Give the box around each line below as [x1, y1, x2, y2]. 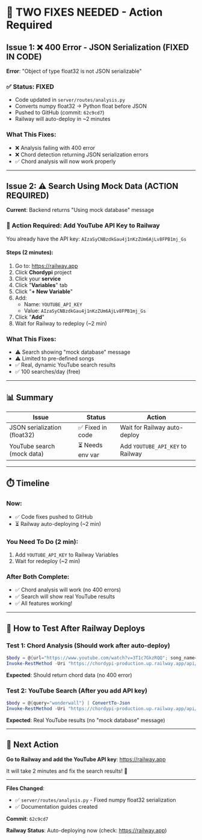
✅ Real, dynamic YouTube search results [14, 361, 116, 369]
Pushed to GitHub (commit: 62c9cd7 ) [14, 109, 105, 116]
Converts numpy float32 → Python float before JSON [14, 102, 147, 110]
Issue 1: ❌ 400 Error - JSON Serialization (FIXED [6, 42, 189, 52]
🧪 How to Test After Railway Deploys [6, 623, 145, 634]
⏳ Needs [78, 441, 103, 449]
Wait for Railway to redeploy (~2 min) [14, 320, 107, 327]
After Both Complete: [6, 572, 70, 581]
